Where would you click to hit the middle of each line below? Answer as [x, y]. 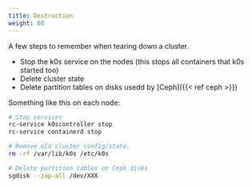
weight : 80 [26, 23]
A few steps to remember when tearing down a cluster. [99, 46]
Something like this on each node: [64, 102]
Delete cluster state [52, 78]
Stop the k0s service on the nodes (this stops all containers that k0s [132, 62]
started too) [39, 70]
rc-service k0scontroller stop [60, 125]
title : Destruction [41, 16]
